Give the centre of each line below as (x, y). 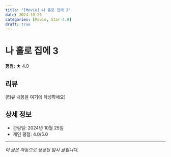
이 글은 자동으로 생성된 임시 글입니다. (42, 150)
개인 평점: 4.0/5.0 (30, 134)
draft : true (18, 24)
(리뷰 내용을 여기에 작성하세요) (36, 97)
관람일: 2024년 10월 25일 (38, 127)
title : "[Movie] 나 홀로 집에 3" (38, 10)
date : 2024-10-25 (24, 15)
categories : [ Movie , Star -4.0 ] (38, 19)
